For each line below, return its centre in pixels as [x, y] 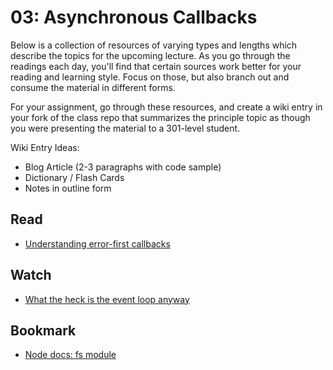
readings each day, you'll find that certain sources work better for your [156, 66]
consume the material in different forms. [93, 87]
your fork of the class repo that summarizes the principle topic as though [160, 117]
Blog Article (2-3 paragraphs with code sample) [123, 167]
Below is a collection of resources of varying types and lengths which [154, 45]
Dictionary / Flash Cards [74, 177]
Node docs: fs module [70, 355]
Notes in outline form [68, 188]
